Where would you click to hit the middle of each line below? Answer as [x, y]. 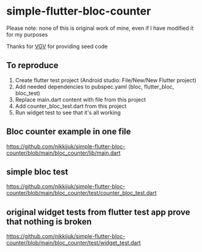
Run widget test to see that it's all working [68, 112]
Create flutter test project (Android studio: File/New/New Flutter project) [106, 80]
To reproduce [33, 65]
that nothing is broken [49, 221]
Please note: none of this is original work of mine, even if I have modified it [100, 28]
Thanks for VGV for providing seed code [57, 46]
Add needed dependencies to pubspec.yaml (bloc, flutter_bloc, [95, 86]
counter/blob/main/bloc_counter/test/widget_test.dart [74, 243]
